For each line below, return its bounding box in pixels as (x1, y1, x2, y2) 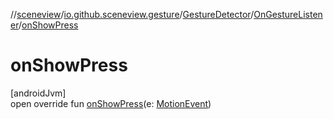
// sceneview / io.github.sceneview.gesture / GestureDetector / (10, 9, 255, 20)
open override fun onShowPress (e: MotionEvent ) (10, 97, 212, 109)
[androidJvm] (10, 87, 67, 99)
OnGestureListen (253, 9, 323, 20)
